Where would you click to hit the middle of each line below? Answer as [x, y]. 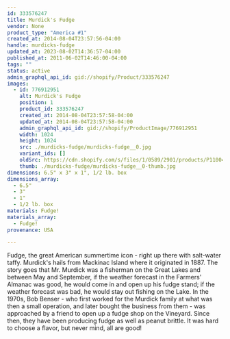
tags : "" [20, 64]
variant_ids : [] [43, 154]
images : [18, 84]
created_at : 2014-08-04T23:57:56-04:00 [64, 39]
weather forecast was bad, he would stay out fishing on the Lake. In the [108, 292]
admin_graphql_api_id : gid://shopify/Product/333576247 [88, 77]
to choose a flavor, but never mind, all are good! [75, 328]
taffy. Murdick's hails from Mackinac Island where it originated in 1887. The [113, 263]
